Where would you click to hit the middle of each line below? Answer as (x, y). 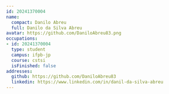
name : (13, 17)
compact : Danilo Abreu (39, 22)
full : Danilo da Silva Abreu (47, 28)
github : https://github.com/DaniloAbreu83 (64, 76)
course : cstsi (28, 60)
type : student (28, 50)
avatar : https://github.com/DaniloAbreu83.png (64, 33)
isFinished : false (34, 66)
